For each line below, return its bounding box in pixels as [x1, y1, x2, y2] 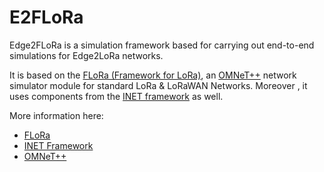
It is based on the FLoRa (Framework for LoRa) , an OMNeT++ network [9, 69, 297, 81]
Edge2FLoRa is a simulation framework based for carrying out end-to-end [9, 39, 315, 51]
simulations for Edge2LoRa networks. [9, 49, 164, 61]
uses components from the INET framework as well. [9, 90, 224, 102]
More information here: [9, 109, 104, 121]
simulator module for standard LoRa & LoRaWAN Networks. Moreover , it [9, 79, 308, 91]
